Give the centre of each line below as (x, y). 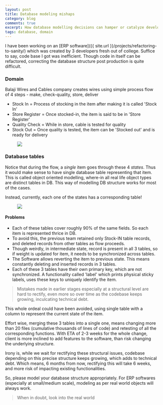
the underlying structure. (30, 343)
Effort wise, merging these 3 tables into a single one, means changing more (81, 323)
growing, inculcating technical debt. (53, 299)
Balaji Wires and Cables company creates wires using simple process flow (79, 90)
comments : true (20, 23)
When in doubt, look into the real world (56, 397)
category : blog (20, 18)
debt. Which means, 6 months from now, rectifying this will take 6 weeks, (78, 363)
